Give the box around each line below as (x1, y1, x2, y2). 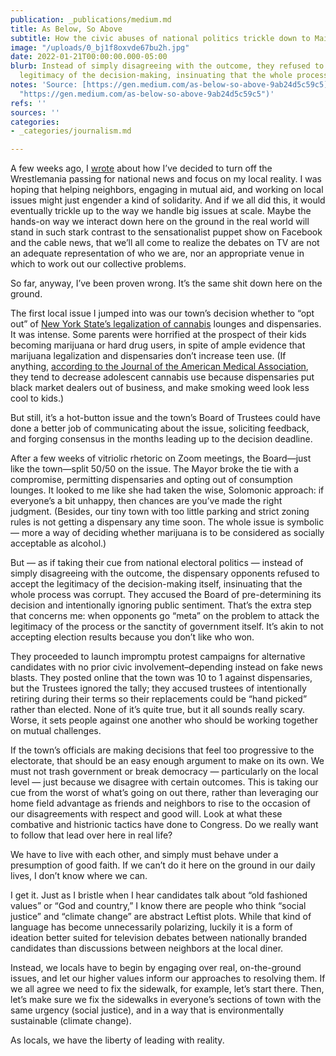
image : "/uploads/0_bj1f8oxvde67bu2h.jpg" (10, 42, 190, 53)
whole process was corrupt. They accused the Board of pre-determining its (10, 589, 322, 601)
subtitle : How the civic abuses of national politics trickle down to (10, 33, 311, 43)
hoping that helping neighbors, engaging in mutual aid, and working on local (10, 184, 324, 196)
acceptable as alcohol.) (10, 537, 107, 550)
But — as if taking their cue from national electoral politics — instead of (10, 557, 304, 569)
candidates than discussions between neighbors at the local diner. (10, 942, 284, 955)
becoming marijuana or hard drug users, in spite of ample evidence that (10, 339, 306, 351)
